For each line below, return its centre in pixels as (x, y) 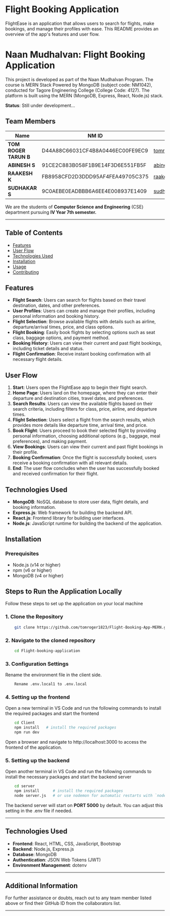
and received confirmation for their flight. (55, 474)
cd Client (25, 723)
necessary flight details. (38, 359)
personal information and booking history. (56, 316)
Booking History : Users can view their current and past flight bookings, (87, 343)
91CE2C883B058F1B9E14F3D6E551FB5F (94, 165)
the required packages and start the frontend (52, 714)
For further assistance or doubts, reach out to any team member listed (78, 898)
